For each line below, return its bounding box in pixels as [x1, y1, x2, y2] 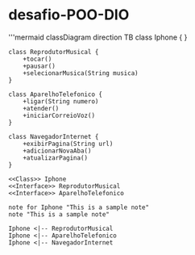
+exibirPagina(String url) [23, 140, 114, 148]
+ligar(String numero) [23, 97, 99, 106]
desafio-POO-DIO [8, 6, 130, 24]
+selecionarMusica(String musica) [23, 69, 139, 77]
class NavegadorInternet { [8, 132, 99, 140]
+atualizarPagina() [23, 153, 89, 162]
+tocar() [23, 55, 52, 63]
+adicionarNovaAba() [23, 147, 92, 155]
